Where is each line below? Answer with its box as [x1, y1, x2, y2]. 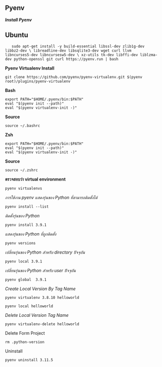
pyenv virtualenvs [5, 186, 42, 191]
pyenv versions [5, 240, 36, 245]
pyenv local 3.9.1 [5, 259, 42, 264]
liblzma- [140, 52, 158, 57]
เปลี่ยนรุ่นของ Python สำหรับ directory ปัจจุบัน [5, 249, 85, 255]
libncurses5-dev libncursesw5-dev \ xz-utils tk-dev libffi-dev [5, 52, 138, 57]
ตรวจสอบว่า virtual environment [5, 176, 66, 182]
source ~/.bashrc [5, 123, 40, 128]
